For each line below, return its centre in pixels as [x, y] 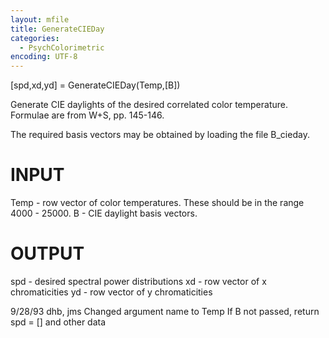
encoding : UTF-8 [44, 57]
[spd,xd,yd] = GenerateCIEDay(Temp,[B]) [95, 85]
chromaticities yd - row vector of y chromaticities [111, 292]
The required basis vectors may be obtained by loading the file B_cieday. [160, 135]
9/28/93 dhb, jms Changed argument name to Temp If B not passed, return [165, 311]
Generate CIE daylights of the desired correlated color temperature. [149, 105]
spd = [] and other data [58, 322]
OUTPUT [47, 253]
